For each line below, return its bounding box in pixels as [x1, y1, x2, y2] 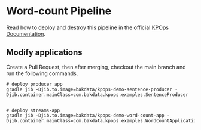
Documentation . [6, 30, 46, 37]
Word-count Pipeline [6, 4, 112, 18]
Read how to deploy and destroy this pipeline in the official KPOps [6, 24, 169, 31]
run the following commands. [6, 70, 78, 77]
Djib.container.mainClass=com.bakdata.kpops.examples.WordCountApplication [6, 117, 199, 123]
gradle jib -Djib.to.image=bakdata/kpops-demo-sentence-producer [6, 86, 172, 92]
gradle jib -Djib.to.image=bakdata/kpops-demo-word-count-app [6, 112, 165, 119]
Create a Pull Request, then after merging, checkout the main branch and [6, 63, 187, 70]
